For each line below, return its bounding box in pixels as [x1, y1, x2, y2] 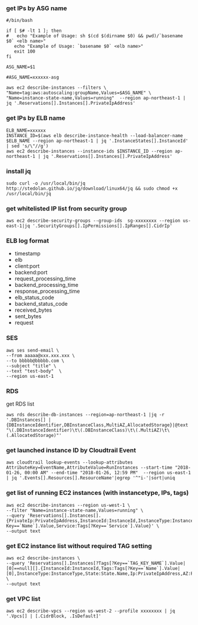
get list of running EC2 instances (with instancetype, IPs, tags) [6, 489, 189, 497]
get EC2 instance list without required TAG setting [6, 542, 152, 550]
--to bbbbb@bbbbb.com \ [6, 358, 65, 364]
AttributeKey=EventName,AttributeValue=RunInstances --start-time [6, 465, 173, 471]
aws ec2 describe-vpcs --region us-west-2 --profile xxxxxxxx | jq [6, 608, 176, 614]
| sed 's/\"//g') [6, 143, 49, 149]
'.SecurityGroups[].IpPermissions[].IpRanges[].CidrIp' [32, 223, 173, 229]
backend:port [14, 269, 48, 276]
